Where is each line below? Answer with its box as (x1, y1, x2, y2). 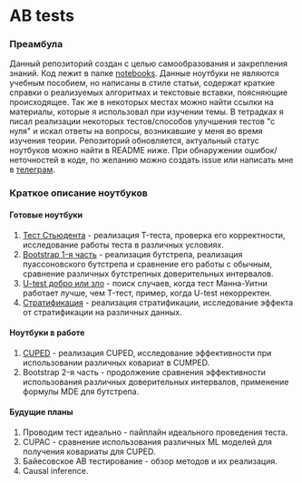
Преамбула (9, 38, 63, 51)
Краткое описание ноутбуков (9, 187, 148, 199)
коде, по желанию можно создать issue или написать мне (67, 155, 294, 166)
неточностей (9, 155, 59, 166)
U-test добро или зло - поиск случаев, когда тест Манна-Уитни (22, 277, 268, 288)
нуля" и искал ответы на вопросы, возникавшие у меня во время (9, 126, 263, 137)
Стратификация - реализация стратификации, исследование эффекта (22, 296, 294, 308)
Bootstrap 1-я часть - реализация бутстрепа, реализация (22, 248, 243, 259)
